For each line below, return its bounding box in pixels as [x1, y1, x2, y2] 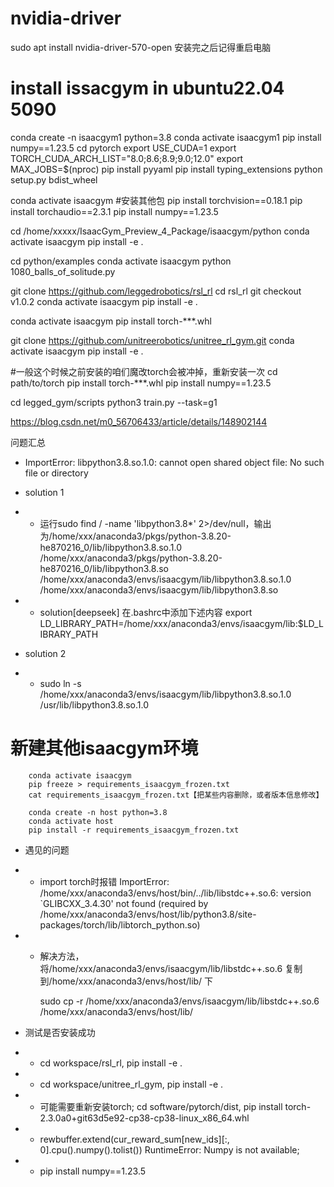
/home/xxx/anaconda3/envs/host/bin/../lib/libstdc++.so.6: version [39, 887, 312, 899]
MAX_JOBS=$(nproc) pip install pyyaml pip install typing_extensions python [10, 163, 323, 175]
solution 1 [24, 486, 65, 498]
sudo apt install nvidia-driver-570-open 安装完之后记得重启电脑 [10, 41, 272, 53]
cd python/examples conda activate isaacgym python [10, 255, 232, 267]
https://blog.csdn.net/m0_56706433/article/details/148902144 [10, 415, 268, 427]
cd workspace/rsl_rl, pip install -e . [39, 1057, 183, 1069]
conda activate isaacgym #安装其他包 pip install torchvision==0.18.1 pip [10, 194, 303, 206]
